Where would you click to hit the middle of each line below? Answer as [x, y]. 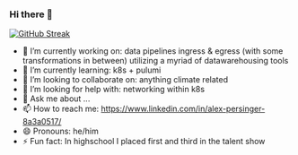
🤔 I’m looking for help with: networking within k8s [113, 90]
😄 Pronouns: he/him [60, 131]
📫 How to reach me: [61, 109]
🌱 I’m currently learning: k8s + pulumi [92, 70]
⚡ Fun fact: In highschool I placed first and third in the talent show [144, 142]
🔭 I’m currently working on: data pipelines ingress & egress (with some [153, 51]
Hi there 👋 [31, 14]
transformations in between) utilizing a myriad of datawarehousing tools [155, 61]
